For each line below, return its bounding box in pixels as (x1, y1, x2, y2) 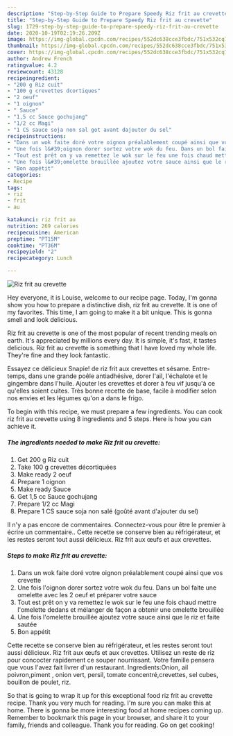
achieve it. (7, 422, 37, 430)
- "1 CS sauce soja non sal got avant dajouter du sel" (7, 126, 172, 133)
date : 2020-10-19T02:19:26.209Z (7, 29, 101, 37)
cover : (7, 49, 26, 56)
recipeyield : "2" (7, 248, 58, 255)
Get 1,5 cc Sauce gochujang (17, 492, 98, 500)
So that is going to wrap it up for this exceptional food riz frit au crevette (7, 691, 213, 699)
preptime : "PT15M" (7, 235, 60, 243)
